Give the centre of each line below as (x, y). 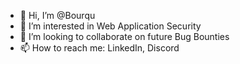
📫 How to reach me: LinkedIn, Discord (99, 48)
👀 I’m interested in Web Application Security (110, 26)
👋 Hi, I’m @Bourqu (57, 15)
